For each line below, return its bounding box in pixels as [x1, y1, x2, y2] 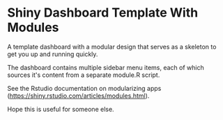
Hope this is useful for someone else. [7, 105, 114, 113]
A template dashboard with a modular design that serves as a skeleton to [7, 42, 217, 51]
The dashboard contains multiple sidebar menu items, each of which [7, 63, 204, 71]
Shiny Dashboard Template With [7, 5, 199, 21]
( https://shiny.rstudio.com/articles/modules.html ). [7, 92, 150, 100]
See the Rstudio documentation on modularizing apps [7, 84, 162, 92]
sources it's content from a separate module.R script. [7, 71, 160, 79]
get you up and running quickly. [7, 50, 98, 58]
